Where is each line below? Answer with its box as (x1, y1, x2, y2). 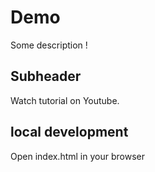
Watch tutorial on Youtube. (10, 94, 120, 106)
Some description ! (10, 39, 88, 51)
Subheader (10, 68, 82, 85)
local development (10, 124, 129, 141)
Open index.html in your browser (10, 150, 145, 162)
